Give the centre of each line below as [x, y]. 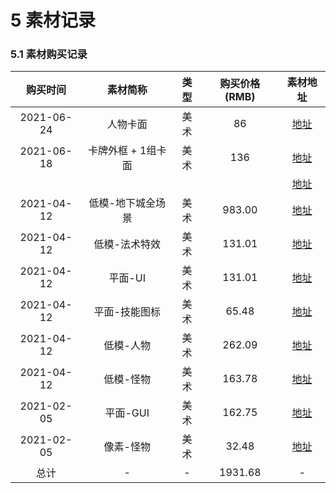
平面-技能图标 [127, 312]
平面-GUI [127, 413]
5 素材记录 [53, 20]
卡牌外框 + [113, 151]
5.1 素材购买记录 [49, 54]
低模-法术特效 [127, 244]
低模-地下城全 [122, 203]
